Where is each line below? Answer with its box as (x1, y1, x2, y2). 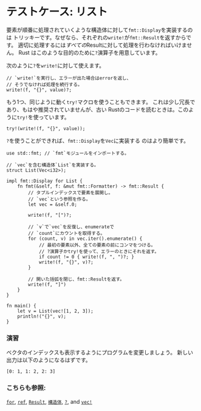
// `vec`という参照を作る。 (28, 196, 91, 202)
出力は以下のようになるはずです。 (6, 356, 91, 364)
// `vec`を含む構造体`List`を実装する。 (6, 161, 99, 168)
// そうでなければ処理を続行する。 (6, 81, 83, 87)
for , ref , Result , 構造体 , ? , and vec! (6, 398, 92, 405)
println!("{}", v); (17, 313, 67, 319)
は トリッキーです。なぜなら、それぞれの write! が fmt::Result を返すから (6, 33, 186, 41)
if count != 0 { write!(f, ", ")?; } (38, 254, 135, 260)
